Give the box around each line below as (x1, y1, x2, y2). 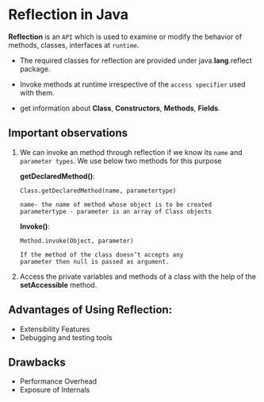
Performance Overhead (19, 377, 98, 386)
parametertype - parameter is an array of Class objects (19, 207, 212, 215)
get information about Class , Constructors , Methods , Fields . (19, 103, 220, 113)
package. (19, 64, 51, 73)
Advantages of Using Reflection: (8, 303, 173, 317)
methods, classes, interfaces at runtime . (8, 40, 140, 49)
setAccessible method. (19, 280, 98, 289)
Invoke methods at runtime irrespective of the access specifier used (19, 79, 246, 89)
